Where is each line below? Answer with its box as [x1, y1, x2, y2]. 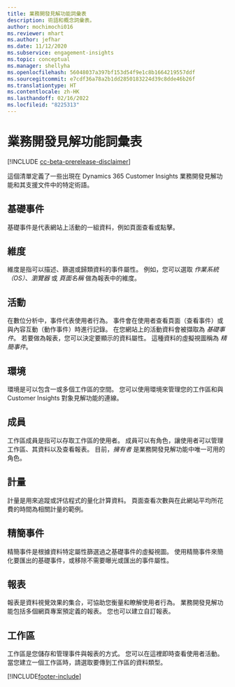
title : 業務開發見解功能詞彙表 [7, 10, 87, 18]
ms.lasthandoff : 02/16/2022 [7, 95, 90, 102]
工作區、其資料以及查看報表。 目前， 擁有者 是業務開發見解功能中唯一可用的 [7, 445, 225, 453]
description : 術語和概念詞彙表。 [7, 17, 96, 24]
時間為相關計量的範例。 [19, 505, 87, 513]
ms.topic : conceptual [7, 56, 71, 63]
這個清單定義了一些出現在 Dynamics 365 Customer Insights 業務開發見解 [7, 172, 217, 180]
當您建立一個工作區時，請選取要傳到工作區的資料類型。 [7, 658, 166, 667]
